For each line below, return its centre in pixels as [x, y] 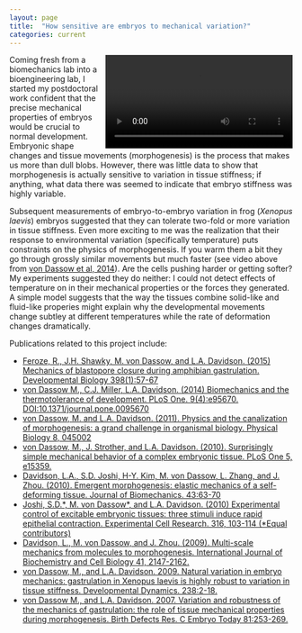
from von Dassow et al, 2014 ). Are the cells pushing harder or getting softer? [151, 269]
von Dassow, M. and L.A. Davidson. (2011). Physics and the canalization [155, 419]
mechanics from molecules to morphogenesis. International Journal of [152, 552]
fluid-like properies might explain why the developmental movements [137, 307]
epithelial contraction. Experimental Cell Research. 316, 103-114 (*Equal [155, 524]
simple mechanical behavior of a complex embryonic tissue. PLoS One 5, [157, 457]
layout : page [34, 18]
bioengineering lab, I [47, 79]
